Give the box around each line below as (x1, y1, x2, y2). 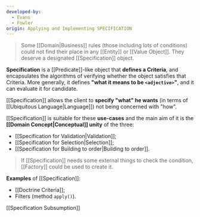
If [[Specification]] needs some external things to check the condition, (20, 157, 193, 164)
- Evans (11, 14, 31, 20)
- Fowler (11, 20, 33, 26)
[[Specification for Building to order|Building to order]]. (14, 145, 150, 152)
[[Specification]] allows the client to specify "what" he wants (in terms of (6, 97, 188, 104)
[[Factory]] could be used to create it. (20, 163, 113, 170)
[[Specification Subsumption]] (6, 204, 81, 212)
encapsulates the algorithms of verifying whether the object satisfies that (6, 72, 186, 80)
